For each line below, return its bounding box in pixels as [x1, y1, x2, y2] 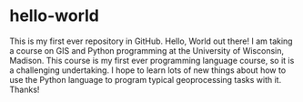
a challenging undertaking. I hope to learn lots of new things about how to [9, 65, 287, 76]
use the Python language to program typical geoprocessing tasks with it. [9, 74, 282, 85]
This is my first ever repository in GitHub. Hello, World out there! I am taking [9, 36, 293, 46]
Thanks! [9, 84, 40, 95]
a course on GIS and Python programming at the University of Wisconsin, [9, 45, 285, 56]
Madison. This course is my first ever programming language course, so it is [9, 55, 295, 66]
